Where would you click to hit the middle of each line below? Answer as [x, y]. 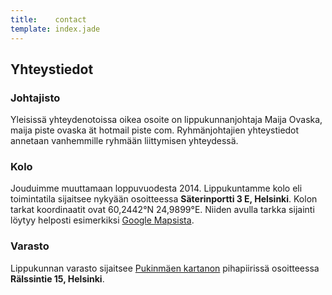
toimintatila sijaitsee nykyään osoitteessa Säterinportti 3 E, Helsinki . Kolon [164, 199]
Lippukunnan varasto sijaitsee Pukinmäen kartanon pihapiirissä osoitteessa [165, 268]
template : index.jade [55, 29]
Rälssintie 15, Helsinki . [57, 278]
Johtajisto [35, 98]
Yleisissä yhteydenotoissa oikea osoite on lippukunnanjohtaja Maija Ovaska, [166, 120]
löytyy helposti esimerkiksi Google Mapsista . [102, 220]
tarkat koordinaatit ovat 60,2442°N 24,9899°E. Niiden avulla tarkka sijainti [162, 210]
